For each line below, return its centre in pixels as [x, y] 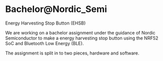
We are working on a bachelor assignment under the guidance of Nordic [80, 32]
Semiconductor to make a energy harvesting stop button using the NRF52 [82, 38]
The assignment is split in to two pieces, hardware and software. [72, 53]
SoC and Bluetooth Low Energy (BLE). [45, 43]
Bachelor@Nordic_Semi [56, 9]
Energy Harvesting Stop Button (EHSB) [45, 23]
